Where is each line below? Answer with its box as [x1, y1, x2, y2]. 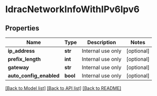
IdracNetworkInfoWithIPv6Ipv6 [5, 4, 140, 15]
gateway [8, 64, 29, 71]
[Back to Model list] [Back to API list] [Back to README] [5, 85, 122, 91]
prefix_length [8, 56, 41, 62]
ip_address [8, 47, 35, 54]
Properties [5, 24, 40, 33]
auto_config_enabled [8, 72, 60, 79]
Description [87, 39, 116, 46]
